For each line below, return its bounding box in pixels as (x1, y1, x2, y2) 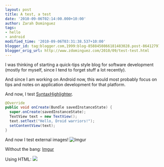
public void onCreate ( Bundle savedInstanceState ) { (5, 105, 112, 110)
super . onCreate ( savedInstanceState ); (9, 110, 86, 115)
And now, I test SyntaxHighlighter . (5, 91, 73, 97)
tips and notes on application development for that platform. (5, 81, 126, 87)
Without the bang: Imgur (5, 146, 54, 152)
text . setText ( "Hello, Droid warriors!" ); (9, 119, 95, 123)
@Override (5, 100, 25, 105)
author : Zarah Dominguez (5, 21, 56, 26)
